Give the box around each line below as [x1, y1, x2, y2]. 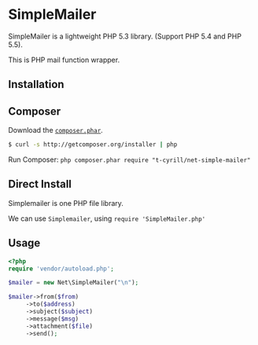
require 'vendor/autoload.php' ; [8, 265, 114, 273]
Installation [8, 78, 64, 91]
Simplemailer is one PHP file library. [8, 198, 124, 207]
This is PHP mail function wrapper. [8, 55, 120, 64]
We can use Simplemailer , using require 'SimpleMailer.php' [8, 214, 206, 223]
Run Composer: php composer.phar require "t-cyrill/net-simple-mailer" [8, 155, 251, 164]
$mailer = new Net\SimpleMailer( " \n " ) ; [8, 279, 139, 287]
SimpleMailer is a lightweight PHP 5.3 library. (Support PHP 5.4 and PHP [8, 31, 242, 41]
